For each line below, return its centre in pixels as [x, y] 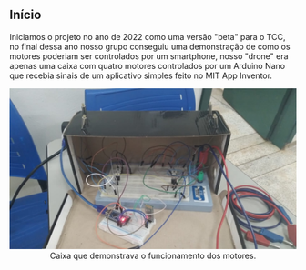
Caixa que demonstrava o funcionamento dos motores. [153, 256]
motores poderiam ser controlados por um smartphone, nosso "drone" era [149, 56]
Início [25, 15]
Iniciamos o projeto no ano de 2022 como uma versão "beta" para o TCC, [148, 36]
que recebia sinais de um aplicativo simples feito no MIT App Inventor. [141, 75]
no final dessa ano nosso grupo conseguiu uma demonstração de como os [150, 46]
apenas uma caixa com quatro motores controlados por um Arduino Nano [147, 65]
